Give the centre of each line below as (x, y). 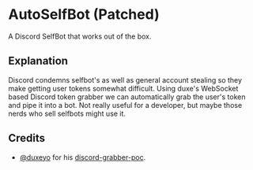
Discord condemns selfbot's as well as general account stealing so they (125, 79)
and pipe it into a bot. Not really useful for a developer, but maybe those (125, 105)
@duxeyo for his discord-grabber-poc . (83, 157)
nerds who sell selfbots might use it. (67, 113)
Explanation (38, 61)
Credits (27, 138)
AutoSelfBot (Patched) (84, 15)
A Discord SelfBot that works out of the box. (80, 36)
